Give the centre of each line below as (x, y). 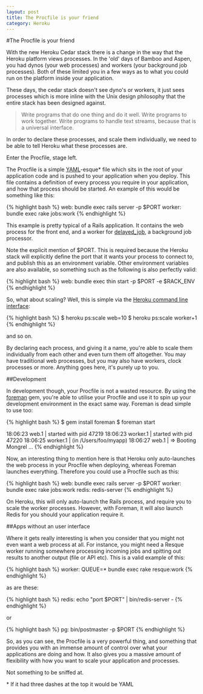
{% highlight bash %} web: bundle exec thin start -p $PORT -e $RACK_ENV (101, 281)
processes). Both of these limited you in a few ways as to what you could (98, 72)
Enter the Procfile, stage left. (42, 158)
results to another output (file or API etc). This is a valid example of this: (96, 558)
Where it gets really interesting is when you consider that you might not (95, 538)
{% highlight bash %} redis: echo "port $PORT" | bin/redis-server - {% (95, 600)
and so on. (20, 336)
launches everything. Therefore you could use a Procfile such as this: (93, 472)
